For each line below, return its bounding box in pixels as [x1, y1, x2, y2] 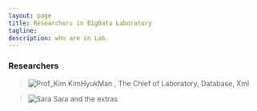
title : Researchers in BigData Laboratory [8, 19, 152, 27]
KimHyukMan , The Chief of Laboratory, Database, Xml [67, 78, 250, 88]
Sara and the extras [53, 93, 118, 104]
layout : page [8, 11, 52, 20]
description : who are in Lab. [8, 34, 110, 42]
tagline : [8, 26, 38, 34]
